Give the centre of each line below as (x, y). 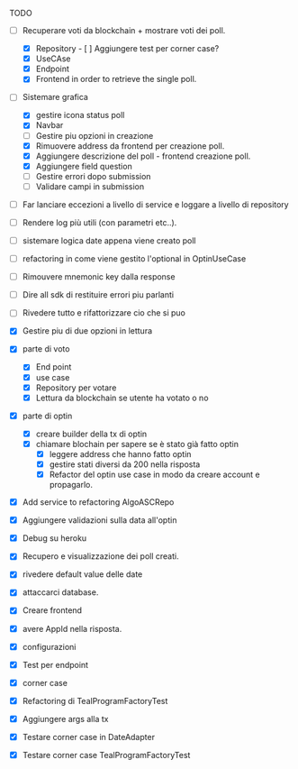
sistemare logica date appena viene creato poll (109, 241)
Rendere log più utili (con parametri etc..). (99, 222)
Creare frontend (52, 610)
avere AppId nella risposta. (72, 628)
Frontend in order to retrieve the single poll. (116, 79)
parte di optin (47, 416)
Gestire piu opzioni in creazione (95, 135)
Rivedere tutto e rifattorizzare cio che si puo (104, 313)
